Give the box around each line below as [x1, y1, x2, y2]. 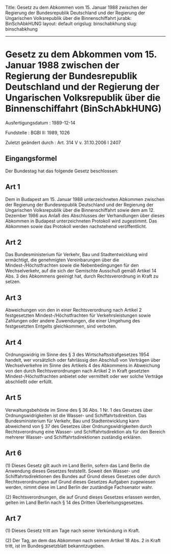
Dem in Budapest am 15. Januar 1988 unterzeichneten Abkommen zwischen [5, 196, 164, 202]
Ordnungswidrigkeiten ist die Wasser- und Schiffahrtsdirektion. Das [5, 412, 147, 418]
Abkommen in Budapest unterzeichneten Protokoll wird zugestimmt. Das [5, 218, 157, 224]
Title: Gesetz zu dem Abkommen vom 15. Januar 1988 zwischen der [5, 5, 148, 10]
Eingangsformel [5, 154, 57, 163]
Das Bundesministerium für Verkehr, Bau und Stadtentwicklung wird [5, 251, 148, 258]
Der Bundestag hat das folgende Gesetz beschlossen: [5, 168, 119, 174]
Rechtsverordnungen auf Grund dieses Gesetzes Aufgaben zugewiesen [5, 479, 156, 485]
